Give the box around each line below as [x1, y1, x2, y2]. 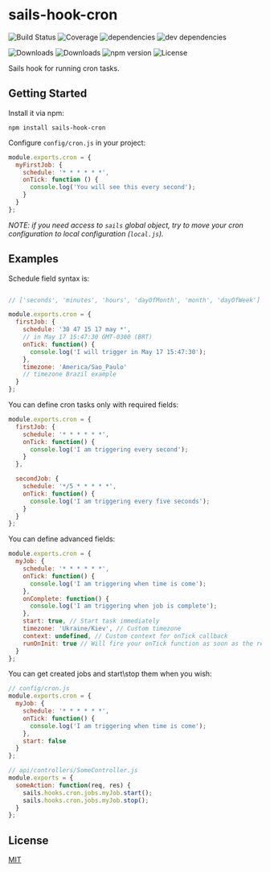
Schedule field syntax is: [8, 274, 90, 283]
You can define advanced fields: [8, 534, 116, 544]
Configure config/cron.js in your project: [8, 138, 146, 147]
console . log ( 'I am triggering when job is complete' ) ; [29, 602, 218, 611]
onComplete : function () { [22, 594, 110, 603]
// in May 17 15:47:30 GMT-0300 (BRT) [22, 333, 153, 341]
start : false [22, 737, 67, 745]
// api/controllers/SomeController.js [8, 767, 138, 775]
